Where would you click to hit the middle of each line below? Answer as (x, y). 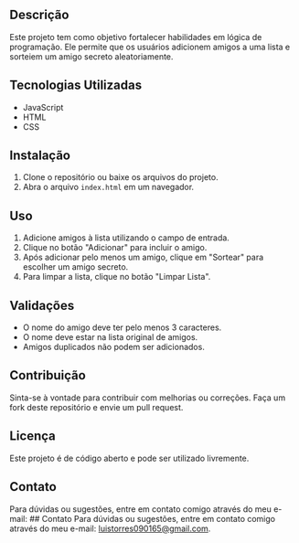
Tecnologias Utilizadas (76, 85)
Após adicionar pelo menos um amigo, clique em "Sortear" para (143, 257)
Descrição (39, 15)
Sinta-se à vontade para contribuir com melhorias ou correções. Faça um (148, 398)
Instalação (40, 156)
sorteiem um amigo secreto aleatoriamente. (91, 56)
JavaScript (43, 107)
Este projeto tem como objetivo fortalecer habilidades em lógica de (136, 37)
